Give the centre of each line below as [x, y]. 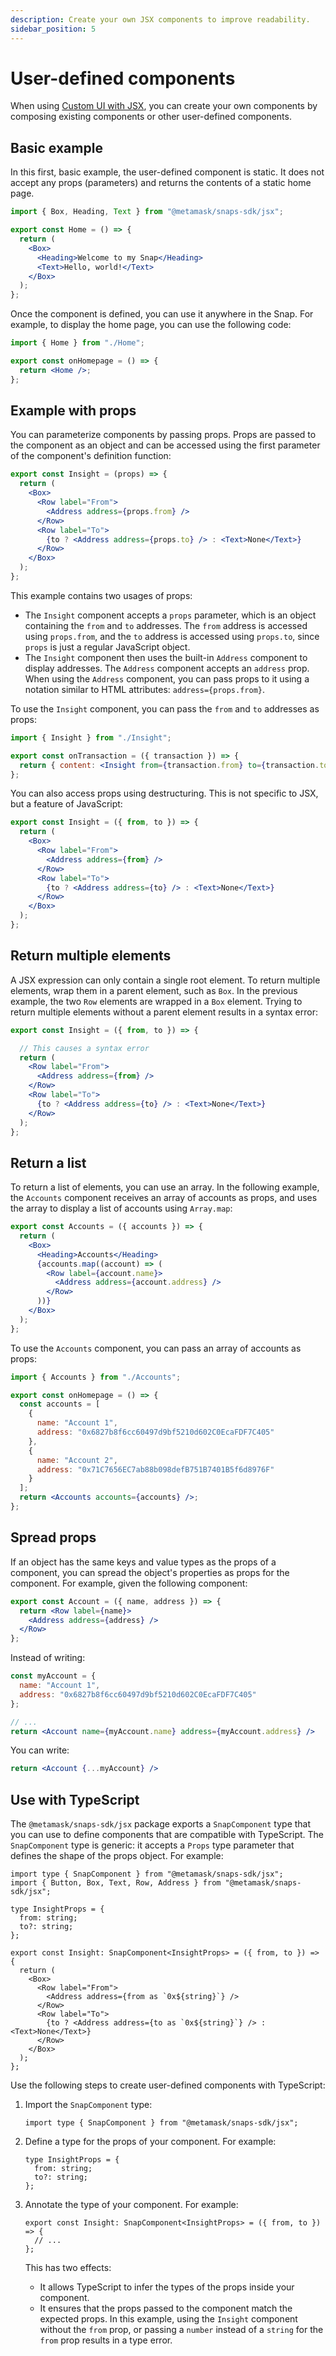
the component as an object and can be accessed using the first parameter [165, 445]
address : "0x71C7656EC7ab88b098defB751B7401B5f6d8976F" [155, 1469]
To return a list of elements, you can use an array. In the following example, [165, 1187]
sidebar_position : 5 [53, 29]
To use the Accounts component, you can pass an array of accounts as [156, 1348]
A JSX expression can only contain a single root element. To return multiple [165, 980]
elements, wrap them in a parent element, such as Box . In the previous [154, 990]
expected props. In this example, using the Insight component [168, 2319]
